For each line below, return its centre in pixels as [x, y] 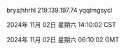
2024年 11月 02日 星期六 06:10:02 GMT [63, 39]
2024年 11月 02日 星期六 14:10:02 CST [62, 25]
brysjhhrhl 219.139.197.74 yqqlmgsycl [59, 10]
